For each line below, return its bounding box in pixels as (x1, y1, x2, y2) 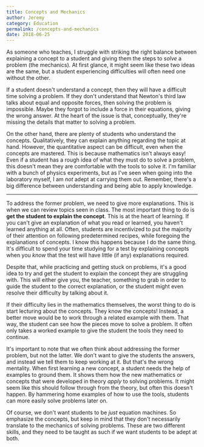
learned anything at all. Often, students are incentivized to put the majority (6, 226, 192, 233)
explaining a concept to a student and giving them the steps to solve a (6, 55, 182, 62)
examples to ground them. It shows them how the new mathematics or (6, 371, 183, 379)
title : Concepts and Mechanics (6, 9, 86, 15)
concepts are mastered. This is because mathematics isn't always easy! (6, 150, 186, 157)
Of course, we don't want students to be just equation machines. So (6, 409, 177, 417)
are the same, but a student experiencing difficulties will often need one (6, 68, 186, 75)
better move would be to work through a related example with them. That (6, 314, 189, 321)
